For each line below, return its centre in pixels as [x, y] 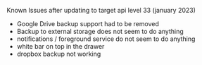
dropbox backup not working [59, 54]
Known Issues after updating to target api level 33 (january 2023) [101, 10]
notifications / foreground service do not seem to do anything [106, 39]
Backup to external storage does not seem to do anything [100, 31]
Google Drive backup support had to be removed [88, 24]
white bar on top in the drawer [61, 46]
